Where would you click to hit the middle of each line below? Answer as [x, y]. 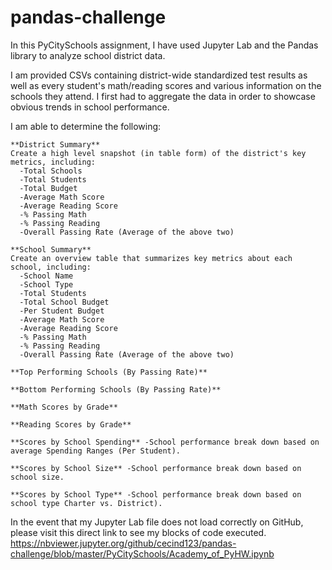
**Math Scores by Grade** [64, 407]
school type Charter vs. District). [86, 503]
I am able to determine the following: [86, 126]
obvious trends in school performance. [90, 107]
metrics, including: [53, 162]
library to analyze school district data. [88, 55]
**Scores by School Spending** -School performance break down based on [165, 442]
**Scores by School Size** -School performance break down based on [156, 468]
